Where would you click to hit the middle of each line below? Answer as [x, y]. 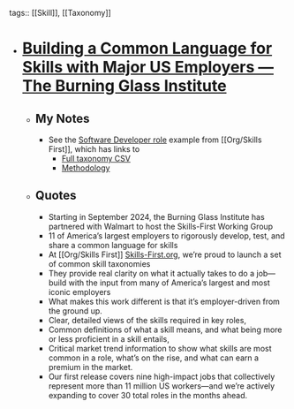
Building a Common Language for [147, 49]
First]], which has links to [94, 149]
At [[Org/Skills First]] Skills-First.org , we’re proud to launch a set [165, 254]
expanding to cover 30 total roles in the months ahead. [148, 395]
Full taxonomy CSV [96, 159]
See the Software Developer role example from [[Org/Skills [155, 140]
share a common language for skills [113, 245]
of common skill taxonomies [99, 263]
